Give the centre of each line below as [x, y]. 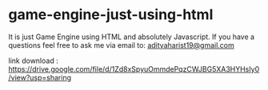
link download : [33, 61]
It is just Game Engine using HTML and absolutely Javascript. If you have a [131, 37]
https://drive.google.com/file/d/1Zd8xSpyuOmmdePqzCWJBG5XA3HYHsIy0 [134, 68]
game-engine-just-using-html [111, 15]
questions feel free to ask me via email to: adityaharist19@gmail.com [121, 45]
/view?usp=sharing [40, 77]
